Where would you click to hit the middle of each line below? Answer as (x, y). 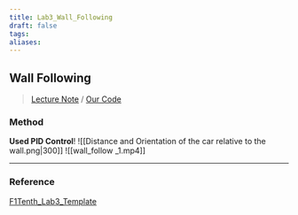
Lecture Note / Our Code (76, 99)
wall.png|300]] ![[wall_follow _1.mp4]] (78, 150)
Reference (32, 182)
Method (27, 122)
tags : (19, 34)
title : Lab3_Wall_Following (61, 17)
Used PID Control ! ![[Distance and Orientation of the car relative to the (137, 142)
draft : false (33, 26)
